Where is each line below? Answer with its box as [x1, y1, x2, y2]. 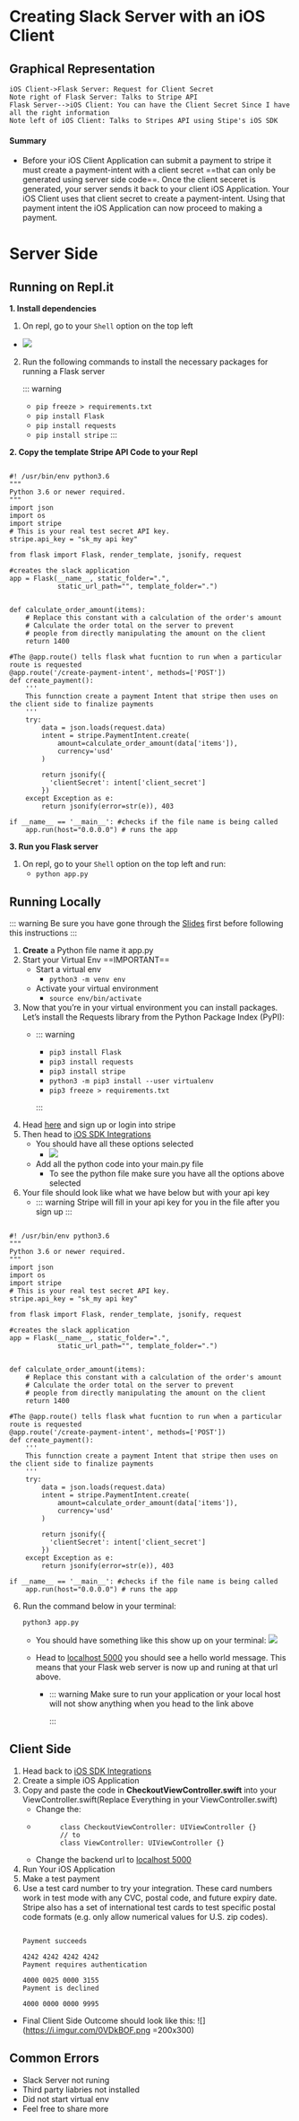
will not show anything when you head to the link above [48, 1698, 254, 1709]
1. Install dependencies [9, 303, 97, 314]
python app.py [35, 870, 89, 879]
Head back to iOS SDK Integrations [21, 1766, 152, 1776]
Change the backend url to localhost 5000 [35, 1854, 192, 1864]
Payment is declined [21, 1984, 99, 1993]
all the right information [9, 109, 110, 118]
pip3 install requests [48, 1057, 134, 1067]
